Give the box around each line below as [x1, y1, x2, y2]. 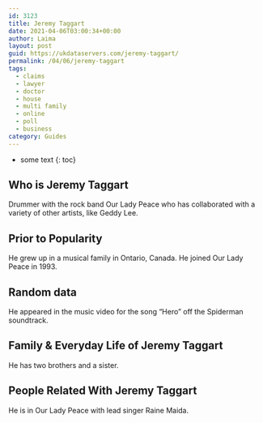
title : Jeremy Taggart [8, 19, 85, 28]
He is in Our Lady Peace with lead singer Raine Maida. [8, 405, 189, 415]
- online [15, 110, 45, 118]
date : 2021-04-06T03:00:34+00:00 [8, 27, 121, 35]
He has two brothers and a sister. [8, 360, 119, 370]
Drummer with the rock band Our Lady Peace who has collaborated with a [8, 199, 256, 209]
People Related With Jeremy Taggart [8, 384, 197, 398]
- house [15, 95, 42, 103]
